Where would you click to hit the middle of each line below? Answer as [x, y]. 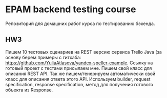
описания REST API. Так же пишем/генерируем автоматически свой [80, 73]
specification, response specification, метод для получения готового [79, 84]
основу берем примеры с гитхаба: [43, 57]
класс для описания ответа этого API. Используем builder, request [78, 79]
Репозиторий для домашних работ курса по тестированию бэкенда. [80, 23]
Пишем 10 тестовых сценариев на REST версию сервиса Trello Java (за [84, 52]
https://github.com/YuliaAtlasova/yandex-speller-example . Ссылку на [79, 63]
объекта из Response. [29, 90]
